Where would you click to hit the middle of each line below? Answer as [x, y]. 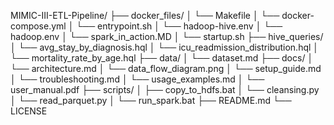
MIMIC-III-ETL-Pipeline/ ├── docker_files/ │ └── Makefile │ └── [145, 15]
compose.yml [38, 26]
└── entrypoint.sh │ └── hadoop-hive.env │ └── [179, 26]
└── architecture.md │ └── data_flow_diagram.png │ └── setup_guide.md [166, 68]
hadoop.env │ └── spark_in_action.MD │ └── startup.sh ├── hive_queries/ [167, 36]
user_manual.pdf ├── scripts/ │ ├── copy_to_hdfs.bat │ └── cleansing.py [165, 89]
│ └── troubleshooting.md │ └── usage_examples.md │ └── [137, 79]
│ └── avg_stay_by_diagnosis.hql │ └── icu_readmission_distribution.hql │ [165, 47]
